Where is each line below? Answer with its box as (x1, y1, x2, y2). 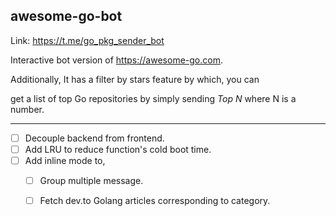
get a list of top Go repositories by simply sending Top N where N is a (10, 92, 297, 104)
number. (10, 103, 45, 115)
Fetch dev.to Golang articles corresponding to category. (39, 195, 271, 207)
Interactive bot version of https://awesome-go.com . (10, 54, 223, 66)
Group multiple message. (39, 175, 144, 186)
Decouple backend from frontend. (24, 132, 165, 144)
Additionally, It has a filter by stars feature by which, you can (10, 73, 260, 85)
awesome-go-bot (10, 8, 123, 25)
